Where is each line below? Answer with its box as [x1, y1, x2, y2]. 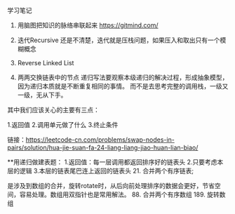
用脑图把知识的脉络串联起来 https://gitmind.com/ [17, 21, 159, 29]
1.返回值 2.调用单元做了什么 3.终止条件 [7, 121, 119, 128]
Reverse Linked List [17, 59, 74, 67]
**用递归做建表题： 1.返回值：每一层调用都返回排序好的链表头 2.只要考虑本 [7, 158, 224, 166]
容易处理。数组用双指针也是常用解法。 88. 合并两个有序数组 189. [19, 190, 206, 199]
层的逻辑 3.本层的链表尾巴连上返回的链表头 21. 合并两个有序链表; [7, 167, 194, 175]
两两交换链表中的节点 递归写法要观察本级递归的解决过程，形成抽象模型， [17, 73, 229, 81]
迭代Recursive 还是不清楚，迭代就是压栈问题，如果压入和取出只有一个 [17, 36, 220, 44]
